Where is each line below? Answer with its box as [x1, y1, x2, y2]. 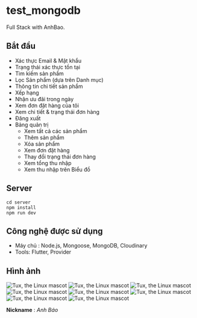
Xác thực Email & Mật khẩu [14, 57, 82, 64]
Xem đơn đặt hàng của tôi [14, 102, 80, 109]
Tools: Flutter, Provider [14, 248, 72, 256]
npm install [6, 204, 36, 211]
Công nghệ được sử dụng [6, 226, 103, 236]
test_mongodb [6, 4, 81, 17]
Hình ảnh [6, 266, 41, 276]
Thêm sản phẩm [23, 134, 64, 141]
